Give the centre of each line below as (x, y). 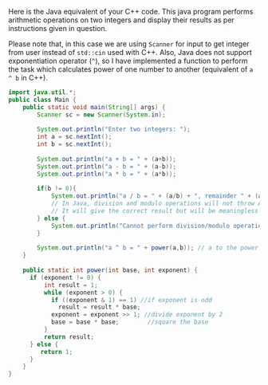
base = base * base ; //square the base (130, 322)
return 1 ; (57, 352)
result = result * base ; (100, 307)
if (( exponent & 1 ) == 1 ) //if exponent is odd (132, 300)
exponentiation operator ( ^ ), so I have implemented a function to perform (128, 61)
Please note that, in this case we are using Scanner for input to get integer (129, 44)
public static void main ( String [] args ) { (94, 107)
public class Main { (43, 100)
